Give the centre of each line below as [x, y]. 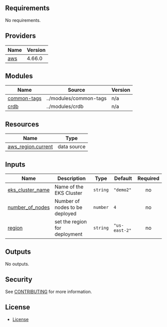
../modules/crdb [65, 107]
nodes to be [69, 207]
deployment [69, 234]
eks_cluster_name [29, 190]
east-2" [123, 231]
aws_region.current [30, 147]
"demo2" [123, 190]
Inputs [15, 164]
